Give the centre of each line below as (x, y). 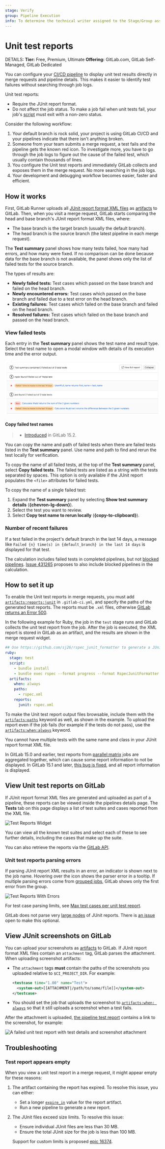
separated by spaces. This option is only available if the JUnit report (74, 475)
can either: (23, 1093)
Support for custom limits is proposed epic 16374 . (62, 1142)
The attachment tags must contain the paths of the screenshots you (81, 968)
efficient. (21, 181)
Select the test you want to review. (47, 510)
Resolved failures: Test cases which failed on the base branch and (80, 315)
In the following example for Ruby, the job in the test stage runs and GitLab (81, 622)
